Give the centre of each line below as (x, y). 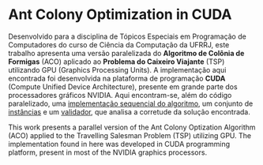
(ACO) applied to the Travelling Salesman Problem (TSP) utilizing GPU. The (130, 135)
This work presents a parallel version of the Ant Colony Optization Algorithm (132, 127)
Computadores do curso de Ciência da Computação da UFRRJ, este (119, 44)
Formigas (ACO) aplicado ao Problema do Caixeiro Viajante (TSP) (116, 62)
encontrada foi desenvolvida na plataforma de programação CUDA (117, 78)
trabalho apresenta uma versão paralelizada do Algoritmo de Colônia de (126, 53)
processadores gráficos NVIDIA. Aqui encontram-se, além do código (120, 95)
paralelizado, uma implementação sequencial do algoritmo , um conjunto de (131, 103)
